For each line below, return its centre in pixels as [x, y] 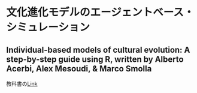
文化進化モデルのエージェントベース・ [100, 12]
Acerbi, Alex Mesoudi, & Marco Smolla [79, 69]
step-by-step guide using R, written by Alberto [95, 59]
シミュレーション [48, 27]
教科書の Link [22, 84]
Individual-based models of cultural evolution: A [98, 49]
